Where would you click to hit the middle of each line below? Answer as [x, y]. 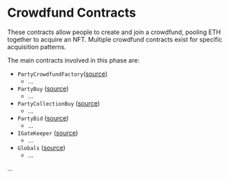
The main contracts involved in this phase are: [73, 60]
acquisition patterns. [37, 47]
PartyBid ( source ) [43, 118]
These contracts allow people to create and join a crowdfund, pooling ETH [114, 32]
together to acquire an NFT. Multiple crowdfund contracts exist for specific [115, 39]
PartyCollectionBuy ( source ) [58, 103]
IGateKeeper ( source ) [47, 133]
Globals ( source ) [42, 147]
